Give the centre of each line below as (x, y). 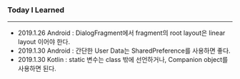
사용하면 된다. (37, 68)
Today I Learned (36, 10)
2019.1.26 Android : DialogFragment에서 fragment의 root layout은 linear (121, 33)
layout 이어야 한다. (44, 42)
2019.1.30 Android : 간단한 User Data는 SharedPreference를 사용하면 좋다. (124, 51)
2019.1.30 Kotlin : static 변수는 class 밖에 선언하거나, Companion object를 (123, 60)
